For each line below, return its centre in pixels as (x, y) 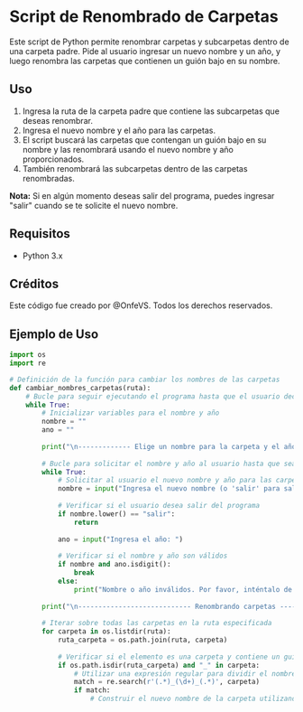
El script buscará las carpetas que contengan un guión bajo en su (144, 140)
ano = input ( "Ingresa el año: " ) (120, 539)
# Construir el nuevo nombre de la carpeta (173, 699)
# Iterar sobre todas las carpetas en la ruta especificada (157, 623)
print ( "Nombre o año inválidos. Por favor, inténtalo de (183, 589)
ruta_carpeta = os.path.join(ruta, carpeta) (142, 640)
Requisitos (40, 234)
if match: (92, 690)
